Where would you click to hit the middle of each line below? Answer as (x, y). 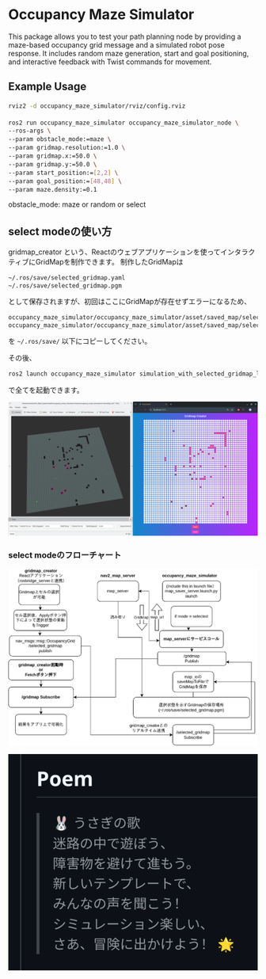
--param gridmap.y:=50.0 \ (53, 164)
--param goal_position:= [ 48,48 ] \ (65, 181)
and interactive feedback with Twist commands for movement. (110, 62)
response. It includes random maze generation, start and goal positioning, (129, 53)
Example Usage (47, 87)
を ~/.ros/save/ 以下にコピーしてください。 (80, 341)
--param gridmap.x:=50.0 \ (53, 156)
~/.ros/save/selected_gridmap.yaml (67, 278)
